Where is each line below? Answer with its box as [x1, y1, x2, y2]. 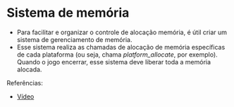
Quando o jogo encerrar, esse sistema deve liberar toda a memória [16, 57, 211, 66]
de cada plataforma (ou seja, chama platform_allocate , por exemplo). [16, 50, 218, 59]
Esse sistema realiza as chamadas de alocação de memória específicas [16, 43, 226, 51]
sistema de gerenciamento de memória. [16, 35, 133, 43]
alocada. [16, 65, 42, 73]
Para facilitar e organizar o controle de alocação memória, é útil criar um [16, 28, 227, 36]
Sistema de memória [6, 5, 130, 21]
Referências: [6, 78, 44, 87]
